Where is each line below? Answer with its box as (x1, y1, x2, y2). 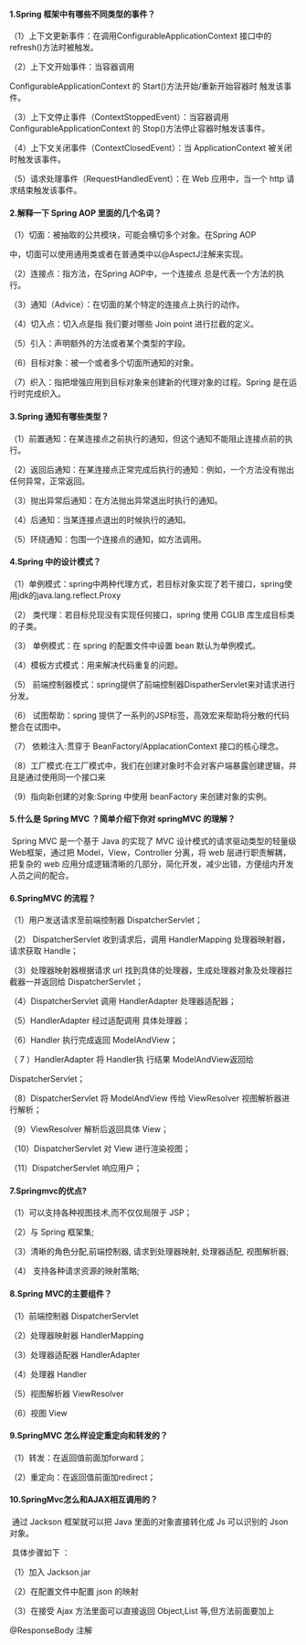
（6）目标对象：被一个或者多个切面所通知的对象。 (9, 358, 199, 369)
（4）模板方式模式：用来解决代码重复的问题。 (9, 659, 184, 670)
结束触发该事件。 (16, 185, 82, 196)
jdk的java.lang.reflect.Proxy (16, 590, 121, 601)
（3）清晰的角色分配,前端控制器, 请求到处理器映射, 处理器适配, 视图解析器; (9, 1246, 290, 1257)
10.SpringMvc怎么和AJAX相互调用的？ (9, 1494, 158, 1505)
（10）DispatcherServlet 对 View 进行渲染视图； (9, 1143, 192, 1154)
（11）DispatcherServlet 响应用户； (9, 1162, 142, 1174)
